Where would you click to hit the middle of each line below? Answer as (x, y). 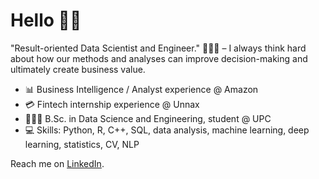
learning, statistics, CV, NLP (82, 144)
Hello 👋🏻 (46, 20)
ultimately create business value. (78, 69)
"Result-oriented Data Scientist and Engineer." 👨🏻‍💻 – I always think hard (158, 48)
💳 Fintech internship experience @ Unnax (112, 104)
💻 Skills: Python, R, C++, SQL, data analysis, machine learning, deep (167, 130)
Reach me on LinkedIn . (57, 163)
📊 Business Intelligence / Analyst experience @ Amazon (141, 89)
